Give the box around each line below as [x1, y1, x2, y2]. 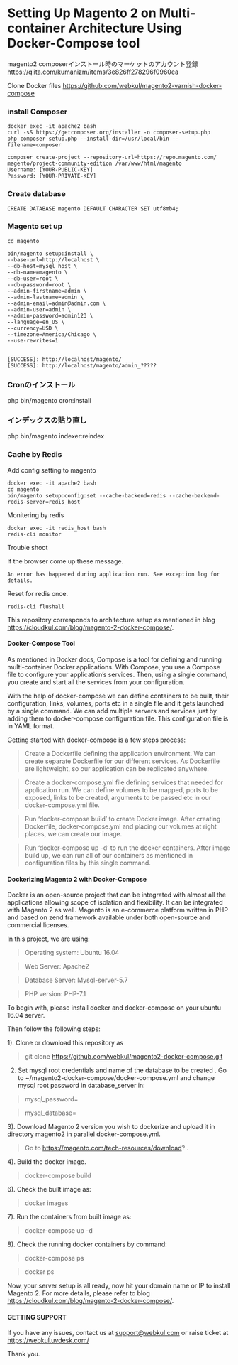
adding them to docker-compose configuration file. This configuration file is [7, 714, 229, 723]
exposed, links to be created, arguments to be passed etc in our [24, 793, 211, 802]
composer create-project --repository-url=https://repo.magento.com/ [7, 154, 217, 161]
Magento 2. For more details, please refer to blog [7, 1289, 150, 1297]
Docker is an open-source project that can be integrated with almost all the [7, 890, 227, 900]
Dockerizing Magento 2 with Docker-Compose [7, 875, 147, 883]
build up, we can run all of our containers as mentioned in [24, 851, 193, 859]
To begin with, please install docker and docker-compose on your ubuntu [7, 1003, 222, 1012]
